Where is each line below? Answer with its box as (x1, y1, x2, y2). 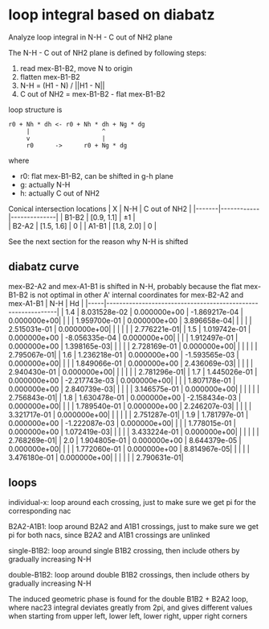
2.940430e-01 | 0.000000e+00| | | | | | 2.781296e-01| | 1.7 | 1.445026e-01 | (8, 366, 258, 376)
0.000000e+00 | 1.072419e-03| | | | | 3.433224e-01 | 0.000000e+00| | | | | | (8, 427, 259, 437)
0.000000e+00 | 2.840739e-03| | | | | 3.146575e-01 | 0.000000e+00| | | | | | (8, 384, 259, 394)
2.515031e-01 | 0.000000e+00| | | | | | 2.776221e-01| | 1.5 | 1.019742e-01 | (8, 324, 251, 333)
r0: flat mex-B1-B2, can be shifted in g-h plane (19, 171, 174, 180)
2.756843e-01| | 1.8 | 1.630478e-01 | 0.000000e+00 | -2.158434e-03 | (8, 392, 242, 402)
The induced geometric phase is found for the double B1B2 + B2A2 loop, (8, 594, 249, 603)
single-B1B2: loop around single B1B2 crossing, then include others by (8, 545, 240, 555)
